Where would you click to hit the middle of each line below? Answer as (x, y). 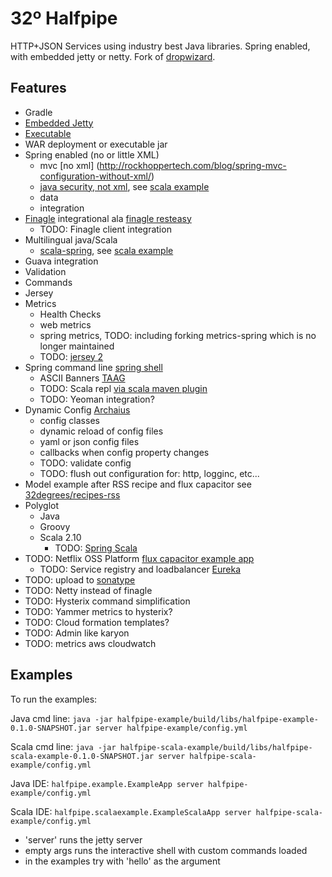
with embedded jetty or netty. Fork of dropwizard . (113, 56)
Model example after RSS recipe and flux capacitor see (138, 484)
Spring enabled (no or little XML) (92, 154)
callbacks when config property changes (124, 452)
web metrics (65, 324)
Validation (45, 271)
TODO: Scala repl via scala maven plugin (123, 388)
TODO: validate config (85, 463)
